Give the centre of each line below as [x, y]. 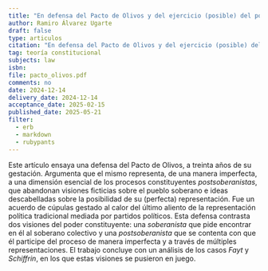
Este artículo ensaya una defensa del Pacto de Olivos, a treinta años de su [130, 165]
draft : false [30, 30]
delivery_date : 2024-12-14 [53, 98]
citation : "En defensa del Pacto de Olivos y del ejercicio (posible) [128, 46]
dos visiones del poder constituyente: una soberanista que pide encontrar [130, 224]
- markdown [33, 134]
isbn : [17, 68]
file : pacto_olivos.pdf [48, 75]
